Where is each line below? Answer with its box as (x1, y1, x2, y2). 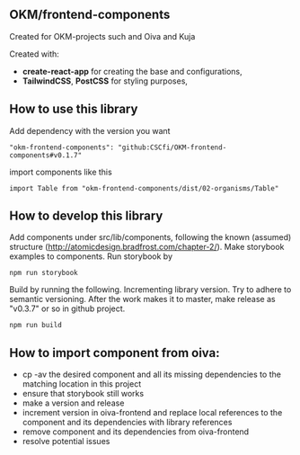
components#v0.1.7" (9, 150, 83, 160)
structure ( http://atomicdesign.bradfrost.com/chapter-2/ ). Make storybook (9, 242, 285, 253)
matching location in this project (22, 379, 142, 389)
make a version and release (22, 397, 125, 408)
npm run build (9, 321, 63, 330)
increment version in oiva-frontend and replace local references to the (22, 407, 283, 418)
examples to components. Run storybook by (9, 251, 173, 262)
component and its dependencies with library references (22, 417, 233, 428)
